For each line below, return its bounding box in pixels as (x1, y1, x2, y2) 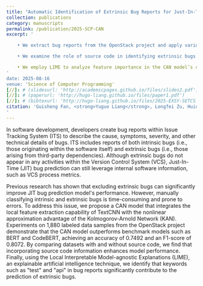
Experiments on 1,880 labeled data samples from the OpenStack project (6, 221, 185, 228)
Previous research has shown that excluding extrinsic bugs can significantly (6, 182, 195, 190)
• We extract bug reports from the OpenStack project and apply (17, 42, 182, 48)
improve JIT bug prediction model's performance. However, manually (6, 189, 179, 196)
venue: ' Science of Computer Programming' (6, 81, 115, 87)
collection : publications (6, 15, 71, 21)
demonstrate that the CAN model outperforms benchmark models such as (6, 228, 191, 235)
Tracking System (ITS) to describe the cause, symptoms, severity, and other (6, 132, 196, 139)
